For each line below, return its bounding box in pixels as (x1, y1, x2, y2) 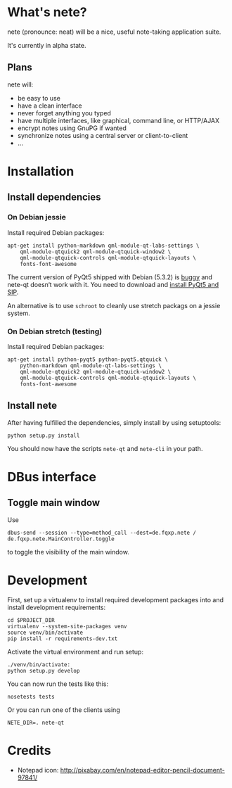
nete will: (7, 80, 34, 89)
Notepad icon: (17, 765, 59, 774)
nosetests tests (7, 693, 55, 700)
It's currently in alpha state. (7, 41, 86, 49)
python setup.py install (7, 432, 80, 439)
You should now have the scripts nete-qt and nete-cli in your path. (7, 444, 203, 452)
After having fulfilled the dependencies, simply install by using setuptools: (7, 418, 221, 426)
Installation (7, 163, 75, 179)
